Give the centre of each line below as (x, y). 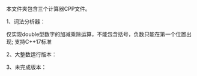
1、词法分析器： (26, 22)
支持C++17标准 (33, 42)
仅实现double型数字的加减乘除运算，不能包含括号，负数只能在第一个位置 (96, 34)
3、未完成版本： (26, 67)
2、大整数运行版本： (32, 54)
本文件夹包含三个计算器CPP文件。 (49, 9)
